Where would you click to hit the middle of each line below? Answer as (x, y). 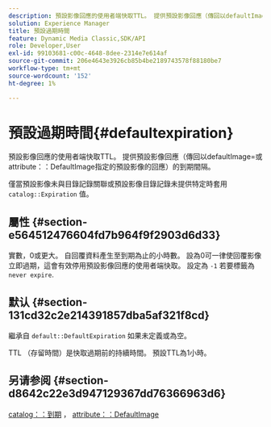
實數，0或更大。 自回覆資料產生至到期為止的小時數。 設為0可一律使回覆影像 (135, 256)
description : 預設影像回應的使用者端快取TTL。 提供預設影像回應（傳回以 (117, 16)
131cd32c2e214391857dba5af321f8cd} (109, 315)
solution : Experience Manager (59, 23)
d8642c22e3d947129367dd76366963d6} (117, 394)
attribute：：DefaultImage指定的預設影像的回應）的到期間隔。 (112, 167)
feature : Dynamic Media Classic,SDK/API (77, 38)
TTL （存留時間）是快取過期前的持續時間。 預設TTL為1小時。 (110, 353)
